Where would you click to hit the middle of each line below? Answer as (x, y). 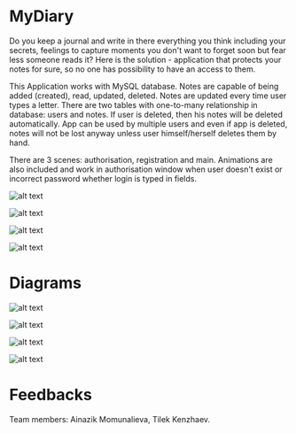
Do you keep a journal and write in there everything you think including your (148, 41)
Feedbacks (51, 395)
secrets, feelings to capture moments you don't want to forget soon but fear (148, 50)
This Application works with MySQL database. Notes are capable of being (144, 86)
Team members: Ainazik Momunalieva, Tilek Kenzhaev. (110, 419)
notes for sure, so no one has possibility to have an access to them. (132, 69)
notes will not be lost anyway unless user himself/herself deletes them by (143, 133)
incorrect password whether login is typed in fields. (103, 178)
